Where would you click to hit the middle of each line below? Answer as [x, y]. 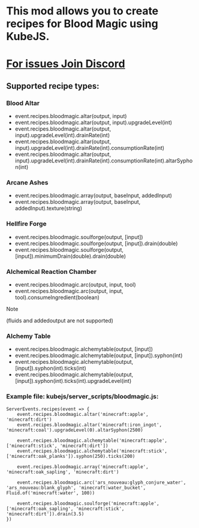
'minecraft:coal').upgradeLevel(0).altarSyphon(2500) [75, 430]
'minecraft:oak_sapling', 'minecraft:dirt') [63, 472]
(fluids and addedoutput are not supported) [60, 320]
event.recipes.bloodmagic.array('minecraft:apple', [83, 467]
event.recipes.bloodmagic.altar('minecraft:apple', [83, 414]
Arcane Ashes [27, 182]
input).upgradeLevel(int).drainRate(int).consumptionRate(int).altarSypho [104, 161]
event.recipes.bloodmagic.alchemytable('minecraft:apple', [92, 440]
